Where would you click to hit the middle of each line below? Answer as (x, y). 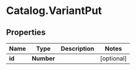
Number (43, 58)
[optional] (113, 58)
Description (77, 49)
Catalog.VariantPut (54, 11)
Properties (26, 32)
